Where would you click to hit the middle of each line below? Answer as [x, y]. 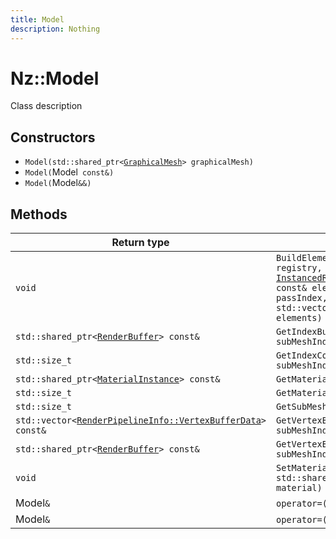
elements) [299, 318]
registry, [299, 268]
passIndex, [302, 298]
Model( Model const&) [69, 172]
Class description [46, 106]
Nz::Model [55, 78]
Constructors [53, 137]
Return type [140, 243]
